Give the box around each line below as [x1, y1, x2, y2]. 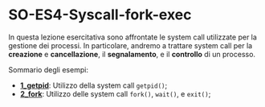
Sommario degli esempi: [8, 64, 88, 74]
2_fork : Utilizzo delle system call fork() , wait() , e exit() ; [19, 88, 211, 98]
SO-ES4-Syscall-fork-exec [8, 6, 192, 24]
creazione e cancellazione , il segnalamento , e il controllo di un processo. [8, 49, 255, 59]
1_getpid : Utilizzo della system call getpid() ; [19, 80, 168, 90]
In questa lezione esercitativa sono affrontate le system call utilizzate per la [8, 32, 257, 42]
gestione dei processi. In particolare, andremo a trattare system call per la [8, 40, 253, 50]
